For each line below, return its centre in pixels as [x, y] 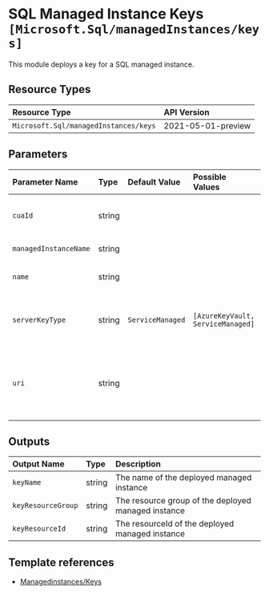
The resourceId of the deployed [175, 524]
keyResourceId [39, 529]
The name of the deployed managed [183, 478]
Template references [61, 562]
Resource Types [50, 90]
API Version [187, 112]
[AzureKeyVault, [224, 315]
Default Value [154, 181]
